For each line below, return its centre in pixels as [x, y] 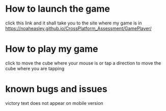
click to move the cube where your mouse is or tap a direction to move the [83, 63]
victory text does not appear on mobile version [54, 103]
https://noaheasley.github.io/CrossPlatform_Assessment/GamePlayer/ [78, 28]
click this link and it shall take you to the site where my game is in [74, 23]
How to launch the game [58, 9]
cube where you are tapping [35, 68]
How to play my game [52, 49]
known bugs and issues [57, 89]
